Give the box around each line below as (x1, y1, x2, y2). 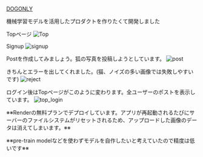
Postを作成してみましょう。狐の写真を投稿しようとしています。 (6, 55, 165, 62)
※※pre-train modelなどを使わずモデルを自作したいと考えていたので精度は (6, 137, 190, 144)
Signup (6, 42, 24, 50)
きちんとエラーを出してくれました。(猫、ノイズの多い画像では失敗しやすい (6, 68, 194, 75)
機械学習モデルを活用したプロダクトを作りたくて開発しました (6, 18, 161, 25)
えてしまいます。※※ (22, 124, 71, 131)
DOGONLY (6, 5, 33, 12)
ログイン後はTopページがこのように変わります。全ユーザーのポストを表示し (6, 89, 196, 96)
